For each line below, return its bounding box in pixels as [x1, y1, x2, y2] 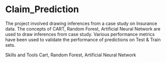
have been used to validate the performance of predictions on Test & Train [5, 37, 161, 43]
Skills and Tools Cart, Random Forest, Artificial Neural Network [5, 52, 136, 58]
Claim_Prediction [5, 4, 79, 15]
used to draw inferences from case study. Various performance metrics [5, 31, 155, 37]
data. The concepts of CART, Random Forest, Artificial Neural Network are [5, 25, 161, 31]
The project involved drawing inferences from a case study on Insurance [5, 20, 157, 26]
